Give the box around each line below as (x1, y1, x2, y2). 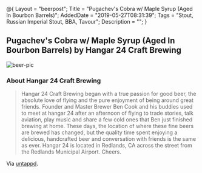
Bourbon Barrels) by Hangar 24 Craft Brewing (6, 45, 182, 55)
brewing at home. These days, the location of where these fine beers (21, 123, 194, 130)
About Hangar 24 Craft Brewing (6, 76, 101, 84)
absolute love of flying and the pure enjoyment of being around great (21, 97, 194, 104)
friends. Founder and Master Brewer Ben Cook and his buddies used (21, 103, 193, 110)
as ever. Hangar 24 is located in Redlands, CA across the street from (21, 142, 192, 149)
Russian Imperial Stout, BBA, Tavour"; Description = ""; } (6, 18, 147, 25)
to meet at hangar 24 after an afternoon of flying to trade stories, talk (21, 109, 194, 117)
